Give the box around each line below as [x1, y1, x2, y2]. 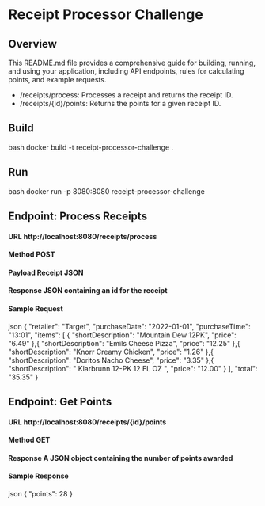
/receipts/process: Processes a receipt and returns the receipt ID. [19, 90, 233, 100]
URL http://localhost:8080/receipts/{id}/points [8, 417, 167, 427]
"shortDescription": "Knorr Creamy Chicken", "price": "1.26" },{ [8, 347, 214, 356]
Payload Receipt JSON [8, 268, 84, 277]
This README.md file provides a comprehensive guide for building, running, [8, 58, 256, 67]
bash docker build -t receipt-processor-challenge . [8, 143, 174, 152]
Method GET [8, 436, 51, 445]
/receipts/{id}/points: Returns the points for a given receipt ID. [19, 99, 221, 108]
